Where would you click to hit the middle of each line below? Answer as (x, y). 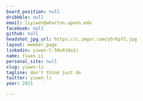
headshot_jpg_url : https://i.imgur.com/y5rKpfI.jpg (71, 39)
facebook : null (25, 28)
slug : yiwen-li (25, 67)
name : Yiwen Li (25, 56)
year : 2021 (20, 84)
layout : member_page (32, 45)
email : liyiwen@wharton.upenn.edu (49, 23)
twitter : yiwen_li (29, 78)
